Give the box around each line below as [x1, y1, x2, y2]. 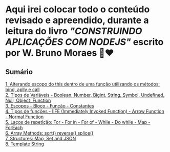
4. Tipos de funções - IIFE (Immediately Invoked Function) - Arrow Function [5, 108, 165, 114]
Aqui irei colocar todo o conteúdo [5, 4, 150, 15]
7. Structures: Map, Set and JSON [5, 136, 76, 141]
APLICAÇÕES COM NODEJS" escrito [5, 36, 164, 48]
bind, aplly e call [5, 86, 40, 93]
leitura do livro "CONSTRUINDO [5, 26, 142, 37]
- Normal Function [5, 114, 44, 120]
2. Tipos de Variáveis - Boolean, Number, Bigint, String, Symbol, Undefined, [5, 92, 165, 98]
